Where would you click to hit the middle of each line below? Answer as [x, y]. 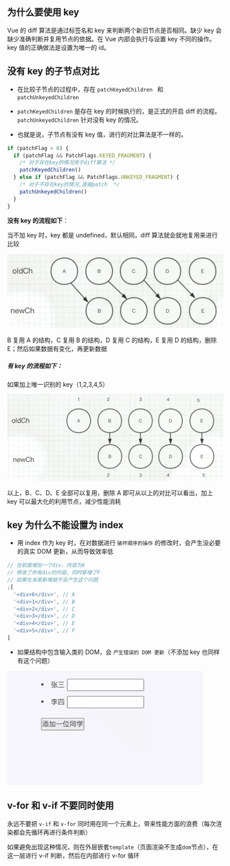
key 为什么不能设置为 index [65, 525]
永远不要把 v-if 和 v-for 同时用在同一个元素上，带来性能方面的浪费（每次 [112, 823]
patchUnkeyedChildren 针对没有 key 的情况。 [79, 120]
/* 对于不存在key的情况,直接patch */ [70, 184]
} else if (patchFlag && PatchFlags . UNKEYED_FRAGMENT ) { [96, 178]
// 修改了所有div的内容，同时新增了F [54, 573]
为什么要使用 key [43, 12]
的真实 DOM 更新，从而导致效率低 [65, 551]
